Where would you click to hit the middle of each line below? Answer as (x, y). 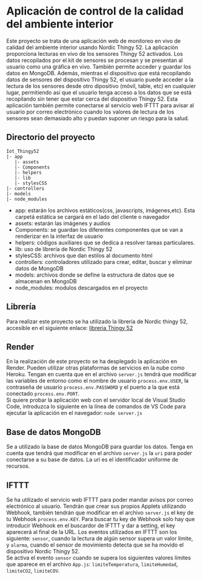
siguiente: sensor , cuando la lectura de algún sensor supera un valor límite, (100, 538)
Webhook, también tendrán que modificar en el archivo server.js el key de (100, 513)
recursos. (18, 466)
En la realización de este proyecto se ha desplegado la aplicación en (92, 362)
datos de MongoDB (39, 268)
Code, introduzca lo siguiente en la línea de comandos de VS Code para (96, 406)
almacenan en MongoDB (46, 281)
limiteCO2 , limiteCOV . (33, 571)
